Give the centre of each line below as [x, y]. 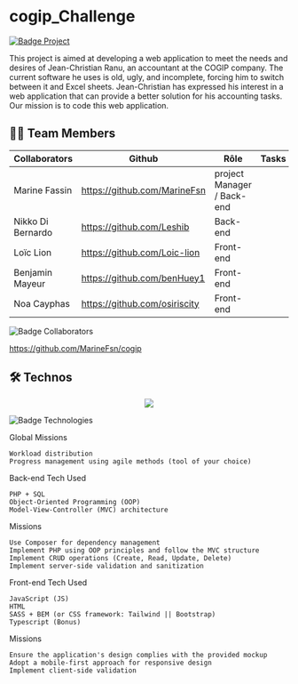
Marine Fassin [43, 190]
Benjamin [33, 272]
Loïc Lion [32, 253]
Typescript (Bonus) [45, 622]
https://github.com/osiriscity [140, 303]
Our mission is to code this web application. [89, 105]
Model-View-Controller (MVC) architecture [89, 510]
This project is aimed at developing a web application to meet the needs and [149, 58]
